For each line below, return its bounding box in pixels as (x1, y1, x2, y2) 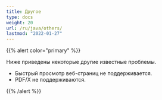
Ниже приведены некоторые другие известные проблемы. (6, 59, 157, 66)
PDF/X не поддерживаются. (14, 76, 86, 83)
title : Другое (6, 8, 42, 15)
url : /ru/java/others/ (6, 25, 63, 31)
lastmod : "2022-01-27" (6, 31, 63, 37)
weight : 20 (6, 20, 33, 25)
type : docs (6, 14, 33, 20)
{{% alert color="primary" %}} (6, 47, 81, 54)
